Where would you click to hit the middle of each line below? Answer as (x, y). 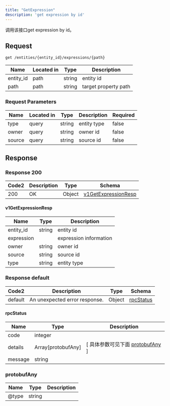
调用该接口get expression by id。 (40, 30)
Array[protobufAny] (58, 347)
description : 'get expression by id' (45, 15)
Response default (27, 278)
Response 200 (24, 172)
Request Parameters (31, 102)
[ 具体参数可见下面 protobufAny (123, 344)
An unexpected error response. (67, 299)
